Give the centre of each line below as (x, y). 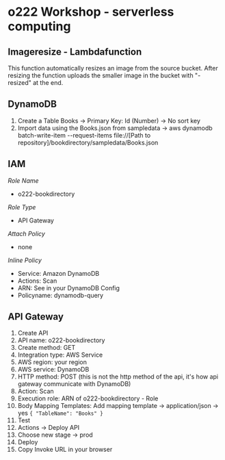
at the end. (48, 82)
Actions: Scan (37, 281)
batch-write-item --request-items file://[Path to (84, 135)
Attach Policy (26, 233)
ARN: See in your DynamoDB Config (69, 287)
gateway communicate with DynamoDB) (74, 384)
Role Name (24, 180)
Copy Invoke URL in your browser (65, 450)
